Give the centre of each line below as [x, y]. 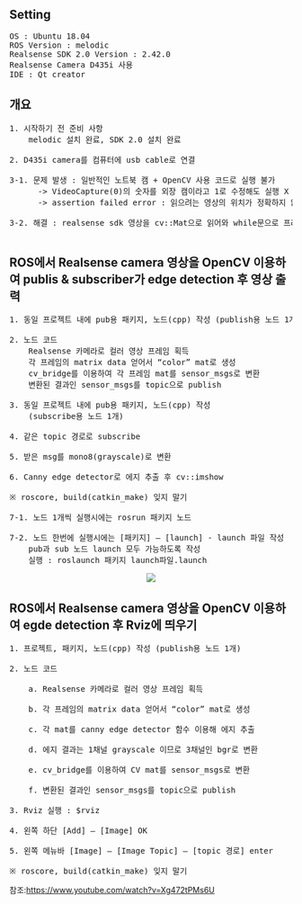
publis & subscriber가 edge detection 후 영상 [147, 279]
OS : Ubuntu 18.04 [50, 36]
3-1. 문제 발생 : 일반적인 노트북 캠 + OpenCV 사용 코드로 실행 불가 [142, 180]
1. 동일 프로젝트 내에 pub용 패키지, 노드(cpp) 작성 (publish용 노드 [145, 320]
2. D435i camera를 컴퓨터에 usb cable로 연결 [102, 160]
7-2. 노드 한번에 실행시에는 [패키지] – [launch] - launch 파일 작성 [147, 538]
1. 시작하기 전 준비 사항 [56, 128]
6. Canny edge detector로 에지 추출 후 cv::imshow [116, 477]
